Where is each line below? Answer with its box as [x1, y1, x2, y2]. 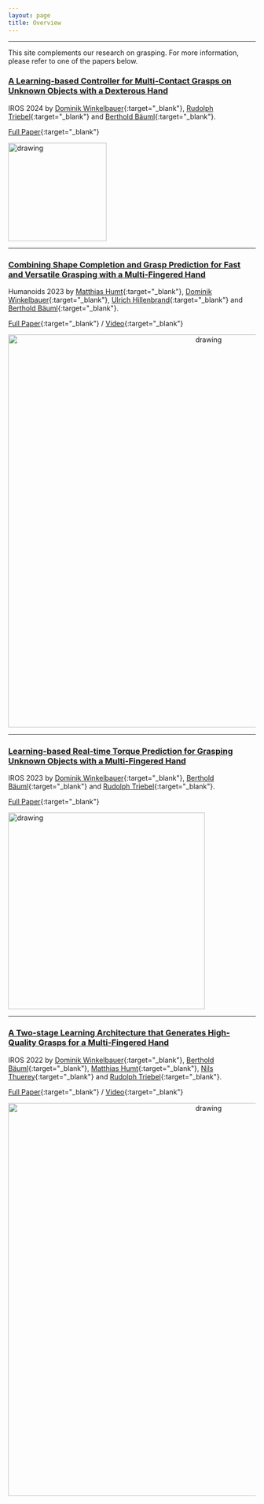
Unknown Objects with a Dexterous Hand [8, 86, 169, 97]
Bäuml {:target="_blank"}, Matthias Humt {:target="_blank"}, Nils [8, 1063, 214, 1073]
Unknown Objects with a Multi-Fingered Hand [8, 756, 186, 767]
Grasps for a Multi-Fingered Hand [38, 1037, 170, 1048]
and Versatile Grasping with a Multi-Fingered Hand [8, 269, 206, 280]
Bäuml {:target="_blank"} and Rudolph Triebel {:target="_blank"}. [8, 781, 215, 791]
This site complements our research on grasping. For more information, [8, 48, 240, 57]
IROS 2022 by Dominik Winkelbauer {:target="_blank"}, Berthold [8, 1055, 214, 1065]
